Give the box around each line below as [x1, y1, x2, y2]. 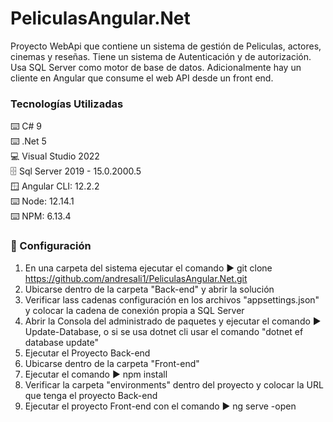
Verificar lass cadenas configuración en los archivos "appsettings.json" [24, 293, 320, 306]
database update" [24, 336, 100, 348]
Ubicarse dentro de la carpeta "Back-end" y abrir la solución [24, 283, 275, 295]
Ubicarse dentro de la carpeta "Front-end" [24, 357, 200, 369]
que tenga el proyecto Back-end [24, 389, 158, 401]
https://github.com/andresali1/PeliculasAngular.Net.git [24, 272, 248, 284]
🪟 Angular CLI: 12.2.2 [10, 180, 100, 192]
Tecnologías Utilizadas [10, 97, 124, 111]
